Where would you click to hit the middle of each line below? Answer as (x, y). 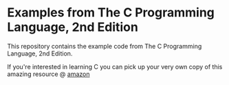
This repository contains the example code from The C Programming (105, 46)
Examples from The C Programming (111, 13)
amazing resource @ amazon (48, 74)
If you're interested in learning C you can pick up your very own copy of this (115, 66)
